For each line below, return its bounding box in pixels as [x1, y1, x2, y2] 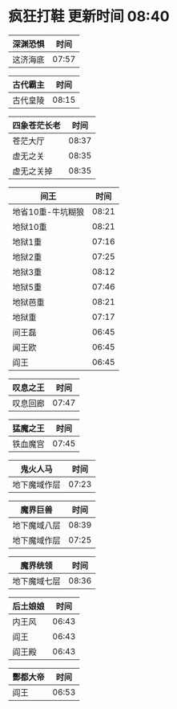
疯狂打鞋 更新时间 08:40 [8, 7, 170, 26]
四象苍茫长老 [12, 120, 62, 131]
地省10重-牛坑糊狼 [12, 206, 85, 217]
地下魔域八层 [12, 519, 62, 531]
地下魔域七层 [12, 576, 62, 587]
